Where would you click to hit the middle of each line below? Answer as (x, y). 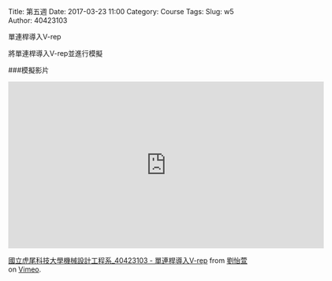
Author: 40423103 (38, 20)
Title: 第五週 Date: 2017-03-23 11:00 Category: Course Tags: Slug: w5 (121, 11)
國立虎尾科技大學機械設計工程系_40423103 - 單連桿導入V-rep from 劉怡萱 (128, 261)
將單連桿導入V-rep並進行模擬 (56, 53)
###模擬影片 (29, 70)
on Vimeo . (25, 269)
